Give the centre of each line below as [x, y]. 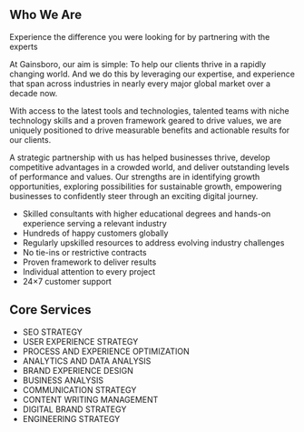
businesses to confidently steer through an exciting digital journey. [134, 196]
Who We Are [46, 15]
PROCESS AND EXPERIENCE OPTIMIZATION [106, 351]
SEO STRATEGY [53, 332]
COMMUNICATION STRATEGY [79, 389]
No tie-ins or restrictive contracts [84, 252]
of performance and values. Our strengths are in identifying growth [135, 176]
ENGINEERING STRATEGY [71, 418]
